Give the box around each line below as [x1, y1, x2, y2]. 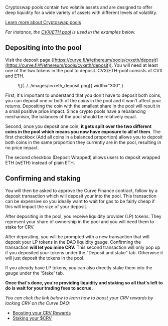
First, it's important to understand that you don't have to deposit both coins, [5, 92, 161, 98]
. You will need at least [111, 62, 158, 68]
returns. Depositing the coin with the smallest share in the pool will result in [5, 103, 160, 109]
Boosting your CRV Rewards [12, 309, 71, 315]
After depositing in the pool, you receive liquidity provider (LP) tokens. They [5, 213, 162, 219]
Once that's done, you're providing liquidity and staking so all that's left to [5, 279, 163, 285]
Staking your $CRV [12, 315, 52, 321]
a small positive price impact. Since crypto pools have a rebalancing [5, 108, 146, 114]
